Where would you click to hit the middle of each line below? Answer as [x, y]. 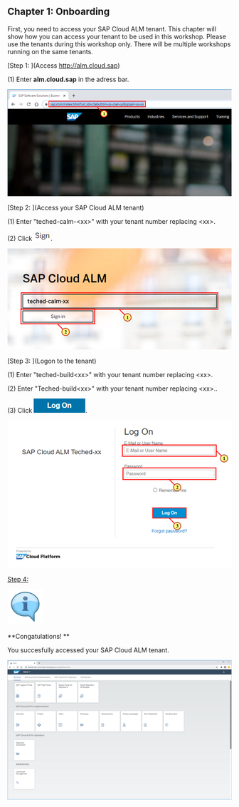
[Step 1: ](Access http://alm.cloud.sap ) [64, 65]
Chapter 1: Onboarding [59, 12]
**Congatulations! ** [38, 637]
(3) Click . [47, 410]
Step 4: [18, 580]
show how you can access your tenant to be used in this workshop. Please [117, 36]
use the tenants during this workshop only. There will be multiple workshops [119, 44]
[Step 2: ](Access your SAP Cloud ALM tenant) [76, 208]
